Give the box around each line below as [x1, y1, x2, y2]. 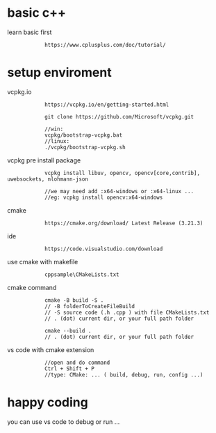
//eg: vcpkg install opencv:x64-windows [44, 194, 163, 201]
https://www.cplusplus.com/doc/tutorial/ [44, 41, 167, 48]
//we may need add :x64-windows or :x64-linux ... [44, 188, 194, 195]
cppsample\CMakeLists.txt [44, 271, 119, 278]
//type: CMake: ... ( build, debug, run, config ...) [44, 371, 203, 378]
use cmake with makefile [7, 257, 78, 266]
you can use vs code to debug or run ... [7, 417, 120, 426]
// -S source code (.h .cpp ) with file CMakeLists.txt [44, 309, 210, 316]
